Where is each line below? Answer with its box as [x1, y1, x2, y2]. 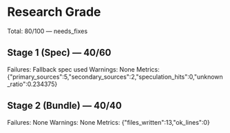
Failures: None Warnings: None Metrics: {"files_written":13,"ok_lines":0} [7, 118, 210, 126]
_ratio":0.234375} [7, 80, 58, 88]
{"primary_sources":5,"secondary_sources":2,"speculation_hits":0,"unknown [7, 72, 224, 81]
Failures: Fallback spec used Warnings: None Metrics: [7, 65, 160, 73]
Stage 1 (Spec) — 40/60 [7, 47, 112, 59]
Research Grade [7, 4, 101, 20]
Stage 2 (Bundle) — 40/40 [7, 100, 122, 112]
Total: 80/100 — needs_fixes [7, 27, 88, 35]
